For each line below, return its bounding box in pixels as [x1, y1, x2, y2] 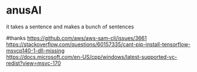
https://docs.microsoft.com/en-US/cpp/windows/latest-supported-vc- [6, 53, 178, 60]
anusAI [6, 4, 42, 17]
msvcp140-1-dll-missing [6, 47, 65, 54]
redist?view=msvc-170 [6, 60, 61, 67]
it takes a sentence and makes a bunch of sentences [6, 23, 134, 30]
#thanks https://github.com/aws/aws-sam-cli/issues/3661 [6, 34, 147, 41]
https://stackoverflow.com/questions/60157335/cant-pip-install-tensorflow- [6, 41, 191, 48]
